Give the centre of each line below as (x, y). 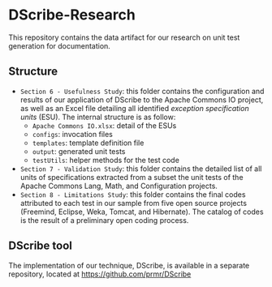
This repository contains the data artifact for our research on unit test (124, 37)
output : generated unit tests (79, 151)
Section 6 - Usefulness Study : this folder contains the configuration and (142, 91)
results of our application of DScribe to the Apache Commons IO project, (142, 100)
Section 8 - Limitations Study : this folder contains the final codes (133, 194)
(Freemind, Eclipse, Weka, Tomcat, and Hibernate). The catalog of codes (142, 212)
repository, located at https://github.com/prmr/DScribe (100, 274)
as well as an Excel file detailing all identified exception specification (134, 108)
